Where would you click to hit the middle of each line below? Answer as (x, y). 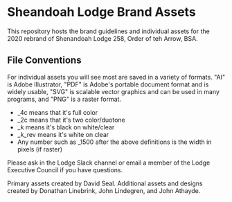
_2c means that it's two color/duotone (71, 120)
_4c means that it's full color (57, 112)
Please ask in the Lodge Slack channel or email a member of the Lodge (109, 163)
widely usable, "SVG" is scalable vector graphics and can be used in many (114, 91)
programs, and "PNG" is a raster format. (64, 99)
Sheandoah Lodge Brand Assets (101, 12)
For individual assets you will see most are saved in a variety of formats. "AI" (116, 77)
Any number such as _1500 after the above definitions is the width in (114, 142)
